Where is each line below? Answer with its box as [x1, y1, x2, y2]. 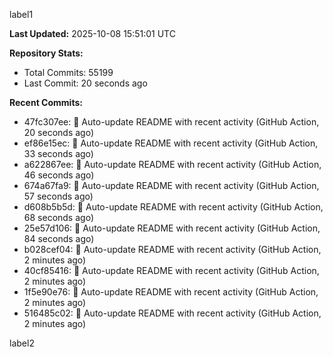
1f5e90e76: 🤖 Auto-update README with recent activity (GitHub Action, [23, 286, 319, 298]
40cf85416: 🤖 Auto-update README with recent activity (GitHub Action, [23, 265, 320, 276]
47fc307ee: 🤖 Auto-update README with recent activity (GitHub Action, [23, 116, 320, 128]
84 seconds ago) [23, 233, 95, 244]
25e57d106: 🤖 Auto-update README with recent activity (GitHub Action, [23, 222, 321, 234]
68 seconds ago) [23, 212, 94, 223]
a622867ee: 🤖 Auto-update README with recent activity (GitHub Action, [23, 159, 322, 170]
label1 [9, 9, 34, 20]
